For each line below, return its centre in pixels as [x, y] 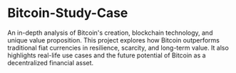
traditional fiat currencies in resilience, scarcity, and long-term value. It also [118, 47]
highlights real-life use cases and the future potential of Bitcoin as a [107, 55]
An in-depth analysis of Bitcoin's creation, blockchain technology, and [110, 33]
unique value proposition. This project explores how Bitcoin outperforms [113, 40]
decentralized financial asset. [51, 62]
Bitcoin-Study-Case [68, 13]
